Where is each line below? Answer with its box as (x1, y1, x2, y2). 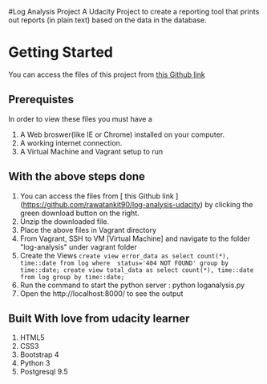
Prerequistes (8, 93, 75, 106)
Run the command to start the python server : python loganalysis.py (19, 280, 245, 290)
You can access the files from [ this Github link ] (19, 191, 179, 201)
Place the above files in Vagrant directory (19, 225, 157, 234)
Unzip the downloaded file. (19, 216, 110, 226)
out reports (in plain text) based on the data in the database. (8, 15, 207, 25)
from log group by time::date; (19, 273, 125, 281)
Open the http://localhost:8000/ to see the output (19, 288, 184, 298)
